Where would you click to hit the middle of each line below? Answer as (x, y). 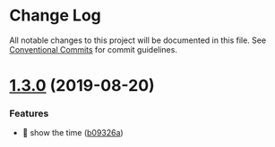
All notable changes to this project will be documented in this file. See (138, 40)
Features (29, 114)
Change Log (55, 16)
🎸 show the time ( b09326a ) (73, 133)
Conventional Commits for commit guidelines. (93, 49)
